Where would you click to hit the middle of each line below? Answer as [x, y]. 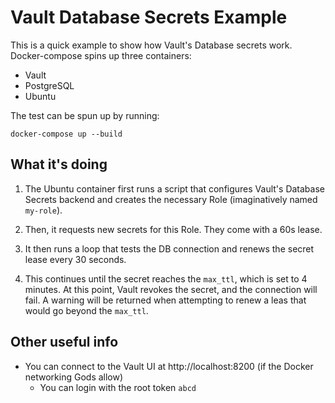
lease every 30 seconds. [75, 259]
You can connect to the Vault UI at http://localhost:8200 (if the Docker [169, 366]
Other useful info [64, 342]
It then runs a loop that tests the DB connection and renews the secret [169, 248]
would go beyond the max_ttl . [86, 310]
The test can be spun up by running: [85, 115]
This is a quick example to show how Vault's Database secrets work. [151, 45]
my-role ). [43, 210]
